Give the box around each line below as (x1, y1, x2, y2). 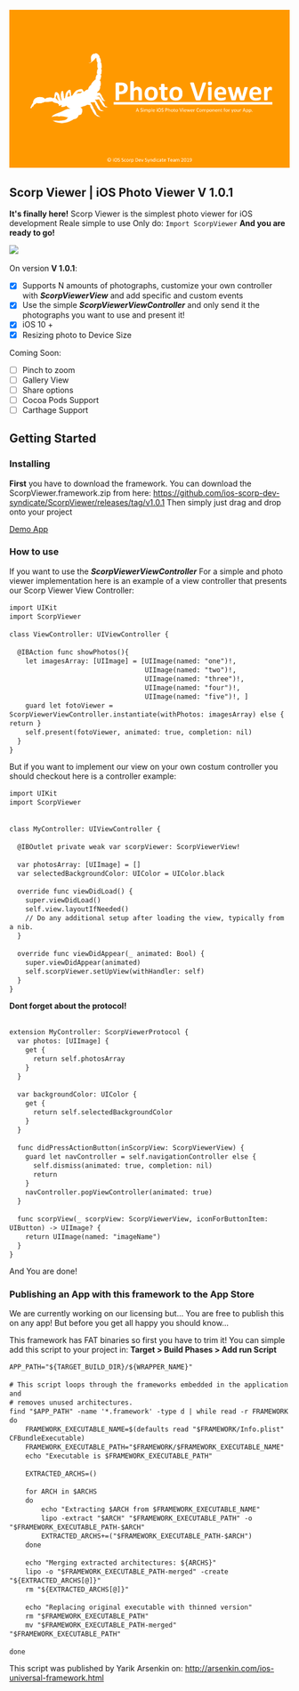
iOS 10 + (21, 320, 53, 330)
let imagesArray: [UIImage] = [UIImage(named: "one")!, (25, 656, 238, 666)
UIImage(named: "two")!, (144, 665, 238, 675)
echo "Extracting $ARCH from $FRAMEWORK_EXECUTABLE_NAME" (41, 1505, 261, 1514)
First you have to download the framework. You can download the (9, 478, 252, 489)
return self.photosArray (32, 1054, 125, 1064)
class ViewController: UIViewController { (9, 629, 169, 639)
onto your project (9, 506, 73, 517)
